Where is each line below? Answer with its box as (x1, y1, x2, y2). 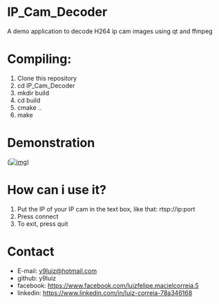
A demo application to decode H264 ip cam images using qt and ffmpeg (7, 27, 213, 35)
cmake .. (17, 103, 42, 111)
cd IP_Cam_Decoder (17, 81, 75, 90)
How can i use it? (7, 182, 107, 198)
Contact (7, 243, 55, 259)
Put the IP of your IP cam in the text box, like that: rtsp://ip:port (17, 205, 196, 213)
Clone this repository (17, 74, 77, 82)
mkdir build (17, 88, 50, 97)
